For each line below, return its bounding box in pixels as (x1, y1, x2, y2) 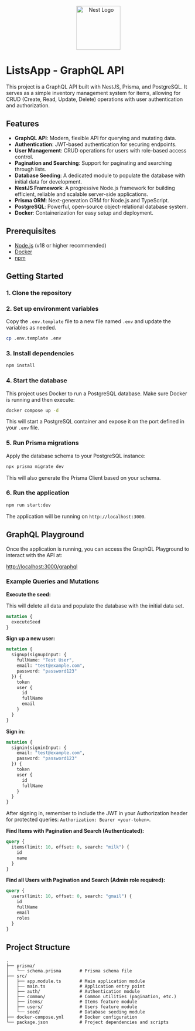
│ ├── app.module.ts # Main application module (6, 978, 145, 985)
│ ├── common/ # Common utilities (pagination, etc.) (6, 994, 177, 1000)
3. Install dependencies (6, 349, 74, 357)
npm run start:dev (6, 502, 51, 508)
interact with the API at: (6, 551, 63, 558)
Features (6, 119, 39, 129)
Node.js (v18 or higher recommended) (14, 242, 107, 249)
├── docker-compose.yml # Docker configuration (6, 1015, 138, 1020)
